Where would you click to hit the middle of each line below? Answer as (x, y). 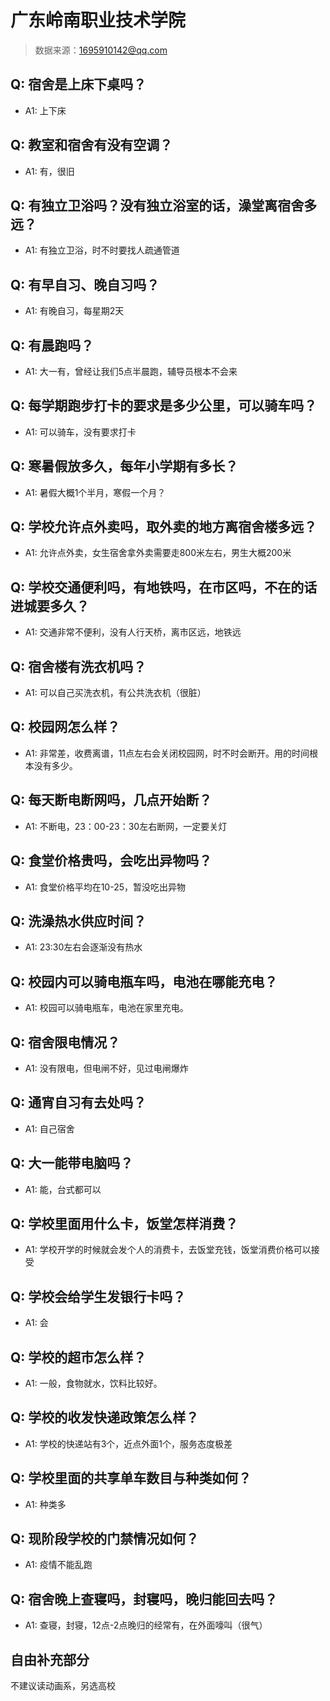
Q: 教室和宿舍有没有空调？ (91, 145)
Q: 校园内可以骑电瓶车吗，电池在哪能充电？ (144, 981)
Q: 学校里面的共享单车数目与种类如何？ (131, 1478)
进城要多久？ (50, 606)
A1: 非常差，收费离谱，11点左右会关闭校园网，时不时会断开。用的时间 (167, 753)
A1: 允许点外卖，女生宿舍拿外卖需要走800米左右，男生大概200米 (158, 553)
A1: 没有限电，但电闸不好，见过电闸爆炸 (106, 1068)
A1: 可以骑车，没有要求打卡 (80, 432)
